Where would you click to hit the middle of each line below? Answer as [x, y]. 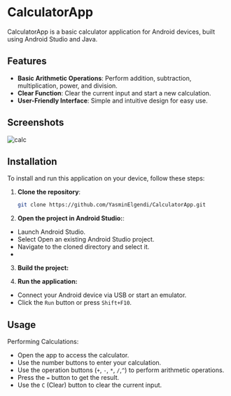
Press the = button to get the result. [68, 378]
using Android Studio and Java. [52, 39]
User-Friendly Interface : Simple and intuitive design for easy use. [112, 100]
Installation [32, 161]
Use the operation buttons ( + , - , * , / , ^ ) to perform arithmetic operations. [121, 370]
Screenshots [36, 123]
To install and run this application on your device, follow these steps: [106, 178]
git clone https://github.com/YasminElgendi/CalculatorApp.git [112, 205]
